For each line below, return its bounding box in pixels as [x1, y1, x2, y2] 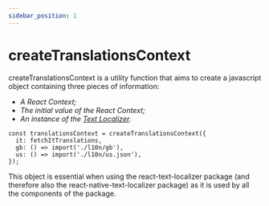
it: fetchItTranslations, [15, 136, 103, 144]
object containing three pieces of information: [8, 81, 160, 91]
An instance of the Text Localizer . [19, 114, 132, 123]
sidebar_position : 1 [8, 11, 78, 20]
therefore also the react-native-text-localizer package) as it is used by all [8, 180, 250, 189]
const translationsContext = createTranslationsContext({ [8, 129, 206, 137]
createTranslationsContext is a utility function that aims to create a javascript [8, 73, 262, 83]
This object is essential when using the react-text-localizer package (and [8, 172, 251, 181]
